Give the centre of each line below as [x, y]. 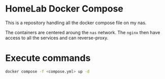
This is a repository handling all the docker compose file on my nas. [76, 23]
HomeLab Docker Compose [64, 9]
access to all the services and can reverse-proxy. [57, 38]
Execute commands [48, 58]
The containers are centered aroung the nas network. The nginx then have [83, 32]
